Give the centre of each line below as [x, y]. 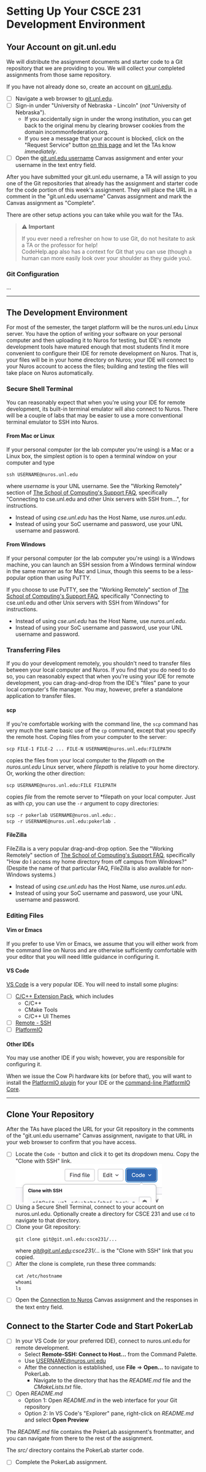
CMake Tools [41, 1010]
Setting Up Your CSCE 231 [74, 11]
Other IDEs [21, 1044]
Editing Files [25, 915]
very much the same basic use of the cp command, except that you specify [101, 730]
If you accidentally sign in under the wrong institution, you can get [108, 119]
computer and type [31, 462]
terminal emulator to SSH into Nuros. [53, 422]
